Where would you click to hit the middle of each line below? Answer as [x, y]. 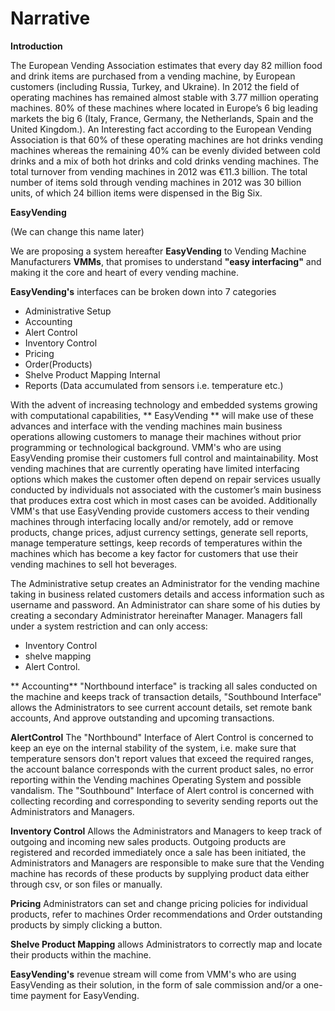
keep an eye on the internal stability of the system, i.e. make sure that [153, 748]
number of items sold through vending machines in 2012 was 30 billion [156, 182]
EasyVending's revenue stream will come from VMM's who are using [153, 974]
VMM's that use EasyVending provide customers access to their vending [160, 511]
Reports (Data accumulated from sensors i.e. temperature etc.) [154, 385]
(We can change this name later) [77, 231]
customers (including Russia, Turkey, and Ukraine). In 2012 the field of [155, 86]
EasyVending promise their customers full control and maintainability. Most [164, 458]
